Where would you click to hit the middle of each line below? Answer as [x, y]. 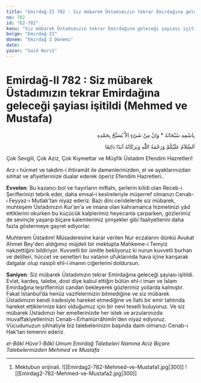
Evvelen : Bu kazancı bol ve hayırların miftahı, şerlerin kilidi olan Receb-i [94, 188]
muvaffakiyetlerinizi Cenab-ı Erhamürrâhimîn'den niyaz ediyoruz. [86, 319]
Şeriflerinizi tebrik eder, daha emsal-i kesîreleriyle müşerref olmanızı [90, 194]
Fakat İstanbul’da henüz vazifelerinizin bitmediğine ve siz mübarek [88, 293]
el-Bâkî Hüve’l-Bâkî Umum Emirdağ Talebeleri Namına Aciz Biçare [88, 343]
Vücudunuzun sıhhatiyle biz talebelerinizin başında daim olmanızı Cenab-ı [97, 325]
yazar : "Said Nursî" [32, 51]
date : [13, 45]
